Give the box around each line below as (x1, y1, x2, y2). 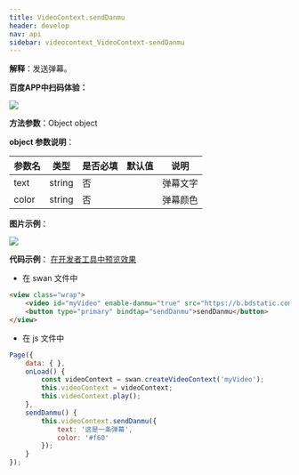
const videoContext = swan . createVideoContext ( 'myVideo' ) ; (41, 375, 265, 384)
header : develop (9, 21, 69, 30)
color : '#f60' (56, 433, 109, 442)
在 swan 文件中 (21, 273, 78, 284)
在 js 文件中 (21, 333, 65, 343)
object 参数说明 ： (9, 137, 75, 148)
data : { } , (25, 358, 66, 367)
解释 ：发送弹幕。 (9, 63, 72, 74)
